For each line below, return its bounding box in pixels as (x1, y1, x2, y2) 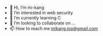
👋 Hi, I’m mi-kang (9, 5, 45, 10)
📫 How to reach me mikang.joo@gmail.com (9, 26, 98, 31)
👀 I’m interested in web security (9, 10, 73, 16)
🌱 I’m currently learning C (9, 15, 61, 20)
